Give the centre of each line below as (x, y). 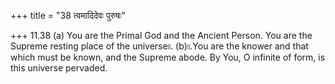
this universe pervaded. (59, 68)
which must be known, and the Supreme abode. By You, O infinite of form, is (168, 57)
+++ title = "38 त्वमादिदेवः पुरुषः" (68, 15)
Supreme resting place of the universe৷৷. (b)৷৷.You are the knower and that (159, 46)
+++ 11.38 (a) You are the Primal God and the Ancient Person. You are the (161, 35)
